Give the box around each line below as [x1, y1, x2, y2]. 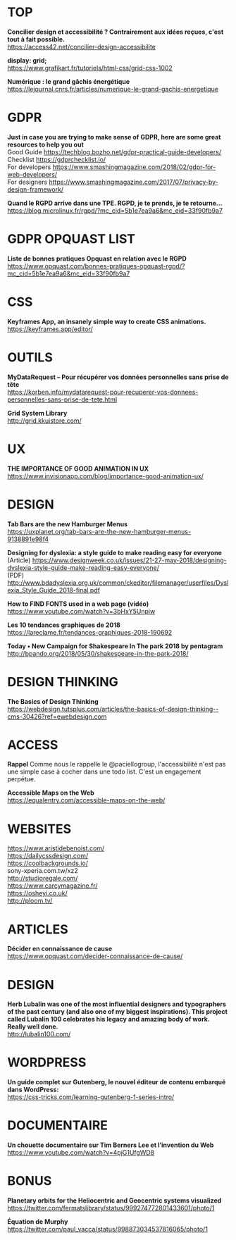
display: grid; [7, 56, 47, 64]
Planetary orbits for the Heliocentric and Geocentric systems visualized [7, 1196, 222, 1205]
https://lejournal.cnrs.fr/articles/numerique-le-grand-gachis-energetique [7, 85, 219, 93]
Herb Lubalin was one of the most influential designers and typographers [7, 1000, 227, 1008]
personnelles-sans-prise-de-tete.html [7, 395, 118, 404]
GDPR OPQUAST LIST [7, 231, 136, 247]
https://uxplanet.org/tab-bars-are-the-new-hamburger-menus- [7, 527, 192, 535]
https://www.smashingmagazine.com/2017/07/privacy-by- [49, 178, 218, 186]
